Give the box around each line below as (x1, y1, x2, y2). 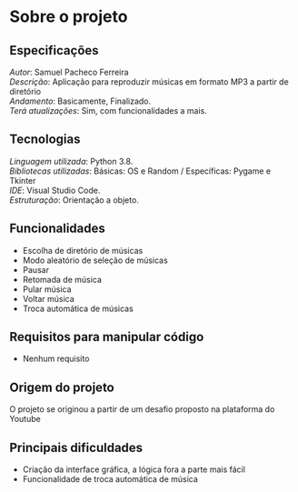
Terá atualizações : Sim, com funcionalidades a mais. (9, 105, 207, 115)
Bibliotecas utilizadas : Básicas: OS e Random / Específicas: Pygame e (9, 166, 271, 176)
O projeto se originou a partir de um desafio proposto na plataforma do (9, 404, 275, 415)
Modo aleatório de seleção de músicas (22, 255, 168, 266)
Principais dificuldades (9, 439, 144, 456)
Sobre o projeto (9, 6, 128, 27)
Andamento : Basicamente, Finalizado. (9, 95, 152, 106)
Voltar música (22, 293, 74, 304)
